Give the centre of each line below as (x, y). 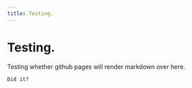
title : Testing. (30, 13)
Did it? (18, 79)
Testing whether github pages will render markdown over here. (96, 67)
